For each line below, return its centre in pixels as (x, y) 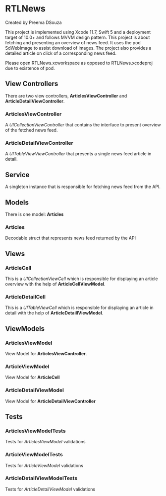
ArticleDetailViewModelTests (41, 478)
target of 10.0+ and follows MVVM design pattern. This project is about (78, 37)
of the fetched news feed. (31, 130)
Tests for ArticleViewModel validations (44, 465)
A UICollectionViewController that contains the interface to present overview (83, 125)
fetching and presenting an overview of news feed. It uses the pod (73, 42)
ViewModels (25, 329)
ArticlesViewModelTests (35, 431)
